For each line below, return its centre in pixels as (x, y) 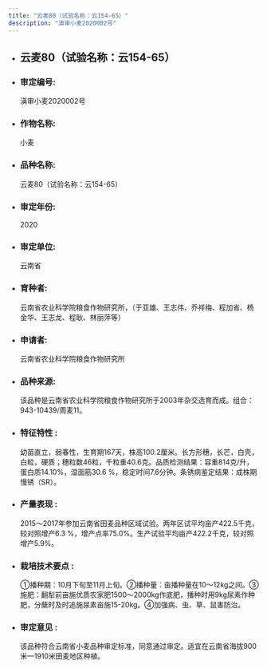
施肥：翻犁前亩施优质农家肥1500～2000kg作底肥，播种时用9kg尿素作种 (137, 595)
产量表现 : (39, 504)
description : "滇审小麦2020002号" (63, 23)
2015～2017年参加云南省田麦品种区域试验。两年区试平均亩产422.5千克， (139, 523)
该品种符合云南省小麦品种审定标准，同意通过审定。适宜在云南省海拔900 (138, 646)
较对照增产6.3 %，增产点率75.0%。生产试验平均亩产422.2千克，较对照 (137, 533)
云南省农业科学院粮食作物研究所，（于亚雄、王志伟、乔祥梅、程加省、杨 (137, 307)
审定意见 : (39, 627)
